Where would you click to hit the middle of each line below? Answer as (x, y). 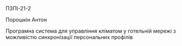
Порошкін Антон (26, 20)
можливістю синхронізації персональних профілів (69, 37)
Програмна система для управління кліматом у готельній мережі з (91, 31)
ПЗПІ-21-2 (18, 8)
